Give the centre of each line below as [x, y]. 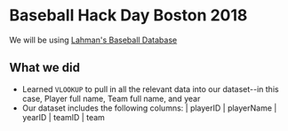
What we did [44, 68]
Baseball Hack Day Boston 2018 [128, 15]
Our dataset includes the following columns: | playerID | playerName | [149, 108]
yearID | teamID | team [63, 117]
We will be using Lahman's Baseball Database [93, 40]
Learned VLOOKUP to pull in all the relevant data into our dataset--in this [150, 89]
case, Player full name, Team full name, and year [111, 98]
